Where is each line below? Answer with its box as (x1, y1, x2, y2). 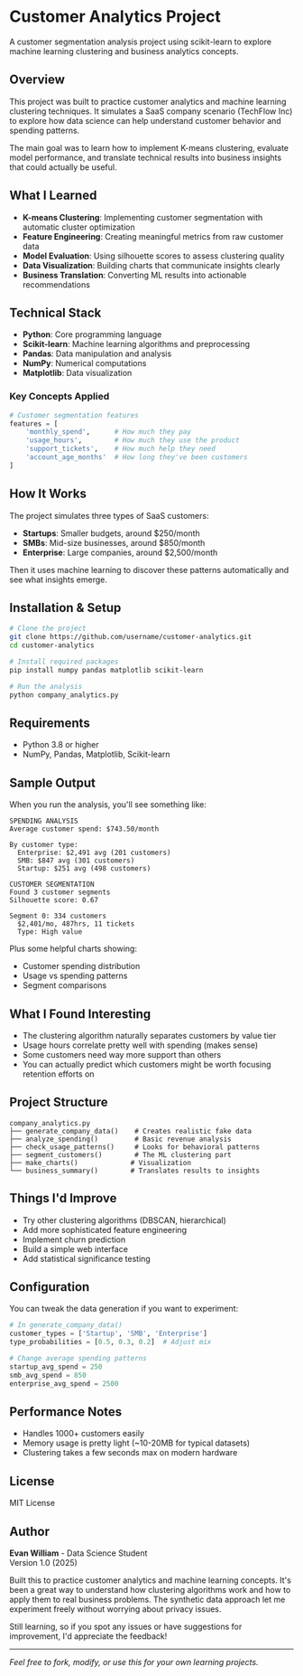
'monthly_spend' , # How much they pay (25, 428, 192, 437)
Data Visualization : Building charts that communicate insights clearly (22, 259, 280, 270)
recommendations (22, 278, 90, 290)
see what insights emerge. (9, 574, 108, 585)
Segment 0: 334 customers (9, 911, 106, 921)
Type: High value (17, 927, 83, 937)
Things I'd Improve (9, 1191, 117, 1206)
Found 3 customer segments (9, 888, 111, 897)
